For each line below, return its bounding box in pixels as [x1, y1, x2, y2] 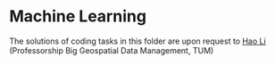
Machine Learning [9, 6, 147, 27]
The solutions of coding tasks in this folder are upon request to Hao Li [9, 36, 266, 46]
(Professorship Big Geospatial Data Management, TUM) [9, 45, 214, 55]
